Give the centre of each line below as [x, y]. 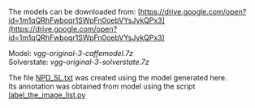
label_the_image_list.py [47, 95]
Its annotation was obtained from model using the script [102, 86]
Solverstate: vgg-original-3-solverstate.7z [79, 62]
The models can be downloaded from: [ [74, 12]
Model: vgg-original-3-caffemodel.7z [71, 53]
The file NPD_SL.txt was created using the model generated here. [118, 78]
